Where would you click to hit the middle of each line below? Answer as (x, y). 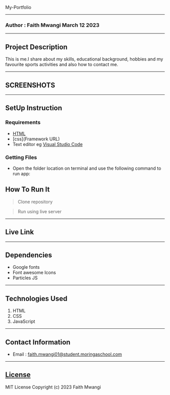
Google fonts (26, 267)
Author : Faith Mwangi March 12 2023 (52, 25)
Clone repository (35, 202)
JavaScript (24, 322)
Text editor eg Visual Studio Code (48, 144)
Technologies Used (36, 298)
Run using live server (39, 211)
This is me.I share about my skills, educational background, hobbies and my (84, 59)
